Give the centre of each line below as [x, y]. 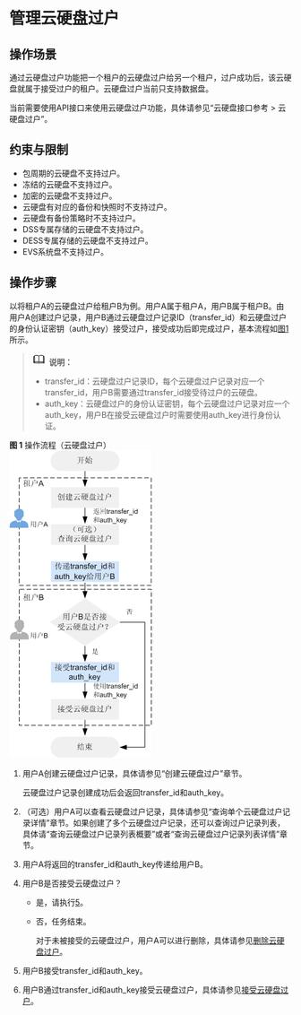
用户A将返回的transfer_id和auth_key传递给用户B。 [115, 864]
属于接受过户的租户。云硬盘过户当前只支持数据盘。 [119, 89]
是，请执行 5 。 [61, 902]
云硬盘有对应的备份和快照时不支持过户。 [97, 206]
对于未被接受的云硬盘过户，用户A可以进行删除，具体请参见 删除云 [156, 940]
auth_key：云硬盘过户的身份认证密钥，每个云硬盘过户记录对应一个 [167, 403]
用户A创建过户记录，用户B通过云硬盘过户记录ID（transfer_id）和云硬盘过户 [148, 317]
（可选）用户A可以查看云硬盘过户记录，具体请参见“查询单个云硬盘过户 [152, 811]
